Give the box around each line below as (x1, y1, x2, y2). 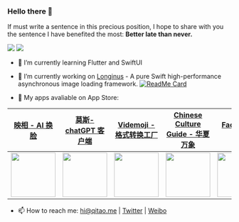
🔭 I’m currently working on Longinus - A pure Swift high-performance (17, 72, 222, 81)
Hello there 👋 (7, 6, 53, 16)
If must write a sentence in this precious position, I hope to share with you (7, 23, 224, 31)
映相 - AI (14, 121, 44, 131)
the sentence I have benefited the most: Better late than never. (7, 30, 193, 38)
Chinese (173, 110, 203, 120)
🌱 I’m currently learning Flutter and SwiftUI (17, 58, 143, 67)
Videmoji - (117, 120, 155, 130)
